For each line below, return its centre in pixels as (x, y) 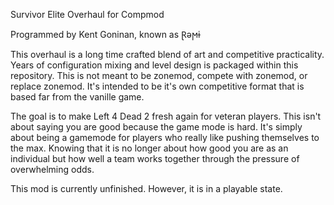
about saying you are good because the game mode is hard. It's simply (156, 127)
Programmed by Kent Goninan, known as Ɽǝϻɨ (105, 34)
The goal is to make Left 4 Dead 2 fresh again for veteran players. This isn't (166, 116)
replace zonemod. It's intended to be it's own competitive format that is (157, 86)
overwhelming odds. (52, 169)
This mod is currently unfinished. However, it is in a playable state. (146, 188)
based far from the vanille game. (77, 97)
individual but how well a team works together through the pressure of (155, 158)
